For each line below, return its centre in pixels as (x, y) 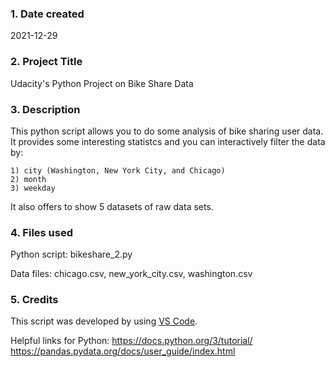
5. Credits (34, 300)
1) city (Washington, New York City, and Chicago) (118, 170)
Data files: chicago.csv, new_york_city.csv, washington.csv (131, 274)
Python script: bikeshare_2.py (71, 254)
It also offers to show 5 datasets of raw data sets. (112, 206)
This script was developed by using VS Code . (104, 321)
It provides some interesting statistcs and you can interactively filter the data (168, 141)
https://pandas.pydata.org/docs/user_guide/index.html (123, 351)
